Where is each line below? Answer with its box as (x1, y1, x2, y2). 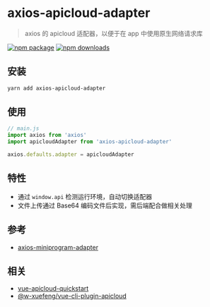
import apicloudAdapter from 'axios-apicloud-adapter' (7, 138, 173, 145)
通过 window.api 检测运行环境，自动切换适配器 (17, 192, 153, 200)
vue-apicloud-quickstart (17, 284, 89, 293)
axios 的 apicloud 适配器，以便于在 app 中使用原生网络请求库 (24, 29, 203, 37)
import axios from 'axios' (7, 132, 87, 139)
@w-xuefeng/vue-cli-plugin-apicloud (17, 291, 127, 301)
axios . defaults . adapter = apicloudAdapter (7, 151, 134, 158)
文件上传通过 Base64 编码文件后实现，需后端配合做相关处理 (17, 201, 192, 210)
